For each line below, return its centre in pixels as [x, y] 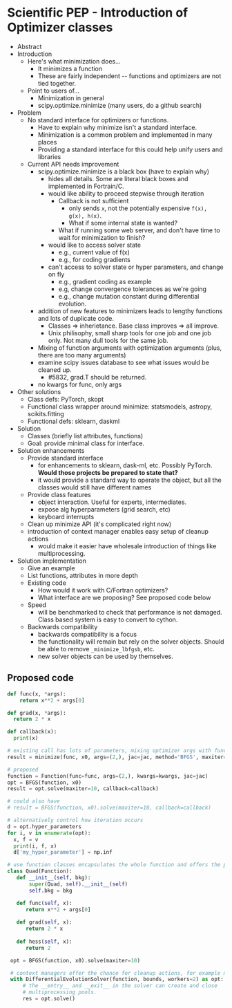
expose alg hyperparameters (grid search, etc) [104, 509]
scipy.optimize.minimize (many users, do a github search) [120, 105]
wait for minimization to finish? [102, 237]
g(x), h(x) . [85, 215]
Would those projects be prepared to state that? [108, 472]
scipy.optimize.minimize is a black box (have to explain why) [123, 171]
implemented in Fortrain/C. [86, 186]
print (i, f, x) [35, 846]
